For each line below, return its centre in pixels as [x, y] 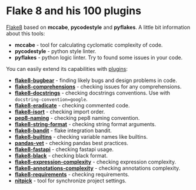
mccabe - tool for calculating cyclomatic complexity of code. [89, 45]
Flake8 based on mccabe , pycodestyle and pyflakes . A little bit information [98, 27]
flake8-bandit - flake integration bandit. [63, 130]
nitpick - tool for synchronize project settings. [70, 181]
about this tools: [26, 33]
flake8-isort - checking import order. [60, 112]
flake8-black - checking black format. [61, 155]
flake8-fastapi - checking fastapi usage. [64, 149]
